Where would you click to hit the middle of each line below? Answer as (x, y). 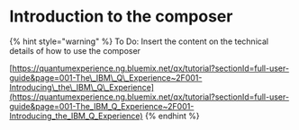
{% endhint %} (172, 116)
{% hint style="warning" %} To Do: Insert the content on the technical (139, 41)
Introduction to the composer (121, 17)
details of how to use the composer (75, 50)
